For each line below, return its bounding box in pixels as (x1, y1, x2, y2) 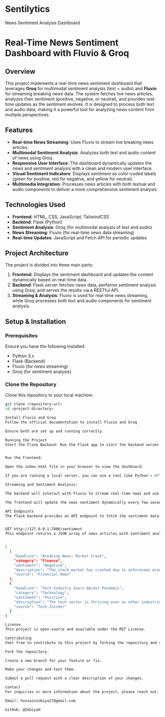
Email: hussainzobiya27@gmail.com (5, 698, 76, 703)
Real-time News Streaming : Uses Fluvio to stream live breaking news (12, 139, 154, 145)
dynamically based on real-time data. (12, 277, 88, 283)
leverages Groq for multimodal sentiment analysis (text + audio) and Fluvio (5, 85, 157, 91)
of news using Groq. (12, 154, 54, 161)
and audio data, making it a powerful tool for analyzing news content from (5, 106, 155, 112)
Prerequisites (5, 332, 38, 339)
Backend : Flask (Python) (12, 219, 63, 225)
